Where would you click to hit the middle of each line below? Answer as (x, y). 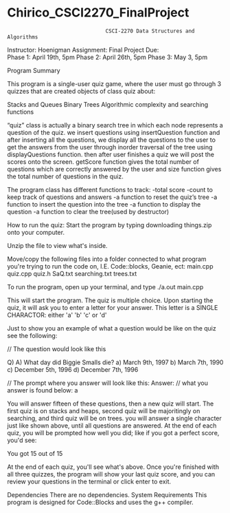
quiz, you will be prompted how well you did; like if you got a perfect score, (113, 432)
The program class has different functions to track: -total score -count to (110, 189)
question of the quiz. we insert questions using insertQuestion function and (114, 132)
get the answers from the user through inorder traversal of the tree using (110, 147)
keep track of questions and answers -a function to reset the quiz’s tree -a (112, 197)
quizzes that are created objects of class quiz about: (81, 91)
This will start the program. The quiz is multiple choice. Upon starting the (110, 300)
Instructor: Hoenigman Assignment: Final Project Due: (83, 50)
